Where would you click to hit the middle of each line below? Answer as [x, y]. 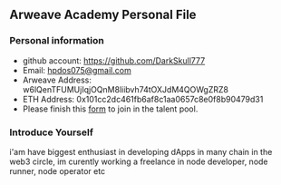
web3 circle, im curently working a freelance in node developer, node [139, 161]
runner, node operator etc [58, 170]
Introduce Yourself [51, 132]
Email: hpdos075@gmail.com [77, 70]
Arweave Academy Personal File [103, 15]
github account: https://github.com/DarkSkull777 [114, 60]
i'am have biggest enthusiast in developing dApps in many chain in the [141, 151]
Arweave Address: [57, 80]
